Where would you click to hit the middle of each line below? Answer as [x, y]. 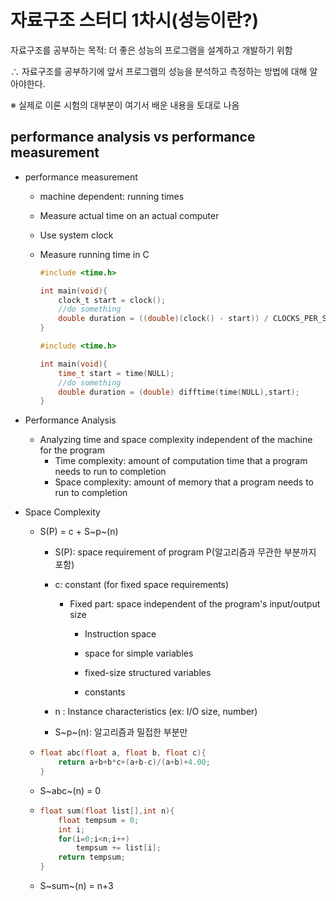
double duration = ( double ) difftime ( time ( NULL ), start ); [179, 392]
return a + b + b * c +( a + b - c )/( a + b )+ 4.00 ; [134, 762]
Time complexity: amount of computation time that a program [181, 461]
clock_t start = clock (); [112, 300]
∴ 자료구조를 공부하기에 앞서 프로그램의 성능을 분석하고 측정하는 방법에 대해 [159, 71]
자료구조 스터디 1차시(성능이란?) [134, 20]
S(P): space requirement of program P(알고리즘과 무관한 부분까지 [185, 552]
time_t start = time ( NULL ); [116, 373]
